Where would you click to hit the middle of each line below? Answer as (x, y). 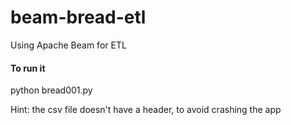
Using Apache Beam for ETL (68, 45)
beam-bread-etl (78, 17)
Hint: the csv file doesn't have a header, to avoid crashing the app (146, 110)
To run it (28, 68)
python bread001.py (51, 90)
